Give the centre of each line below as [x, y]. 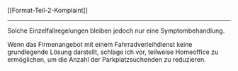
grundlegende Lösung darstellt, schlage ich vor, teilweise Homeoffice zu [113, 52]
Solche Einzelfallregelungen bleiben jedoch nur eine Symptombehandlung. [116, 31]
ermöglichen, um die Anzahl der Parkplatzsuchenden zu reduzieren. [107, 59]
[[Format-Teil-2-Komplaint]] [48, 10]
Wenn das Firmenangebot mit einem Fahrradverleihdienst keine [100, 44]
